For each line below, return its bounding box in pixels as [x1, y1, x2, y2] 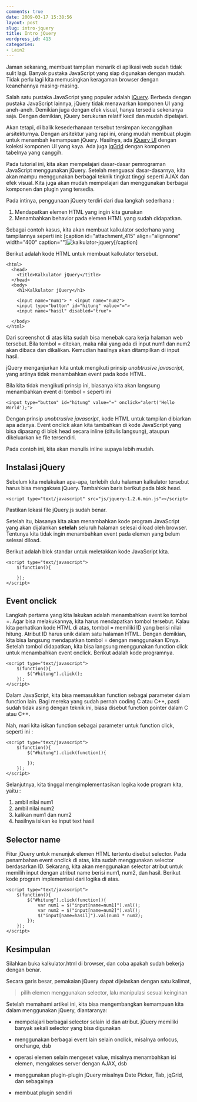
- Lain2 [6, 47, 25, 53]
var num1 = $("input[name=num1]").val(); [37, 902, 141, 908]
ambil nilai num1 [14, 798, 54, 806]
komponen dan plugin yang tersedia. [6, 185, 95, 193]
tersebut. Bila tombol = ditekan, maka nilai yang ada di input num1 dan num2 [6, 340, 191, 347]
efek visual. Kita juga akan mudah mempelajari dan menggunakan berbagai [6, 179, 189, 186]
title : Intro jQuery [6, 31, 57, 37]
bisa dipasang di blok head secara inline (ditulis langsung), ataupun [6, 428, 169, 435]
